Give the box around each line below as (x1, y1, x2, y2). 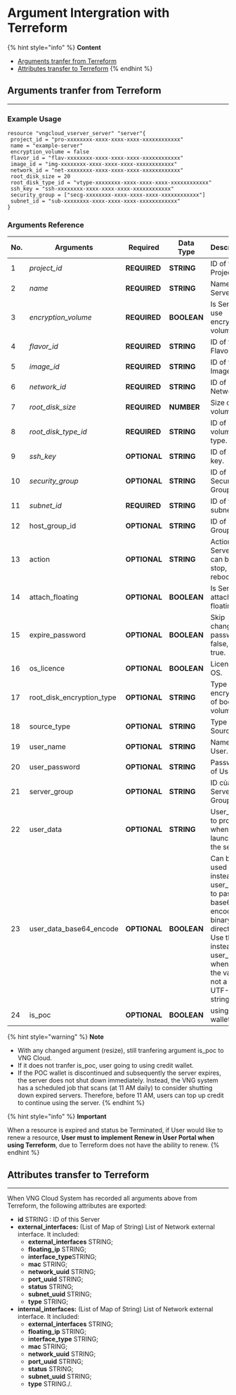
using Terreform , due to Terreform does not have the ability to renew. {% (7, 1141, 220, 1149)
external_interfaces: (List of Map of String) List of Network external (17, 1223, 216, 1231)
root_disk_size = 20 (10, 173, 71, 180)
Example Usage (7, 114, 62, 124)
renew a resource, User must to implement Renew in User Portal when (7, 1133, 215, 1142)
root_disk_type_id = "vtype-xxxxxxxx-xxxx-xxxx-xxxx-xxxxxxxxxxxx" (10, 179, 212, 187)
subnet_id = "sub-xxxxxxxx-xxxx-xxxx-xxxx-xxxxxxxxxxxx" (10, 198, 181, 205)
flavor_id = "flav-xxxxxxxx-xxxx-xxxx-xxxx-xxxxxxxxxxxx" (10, 155, 184, 162)
